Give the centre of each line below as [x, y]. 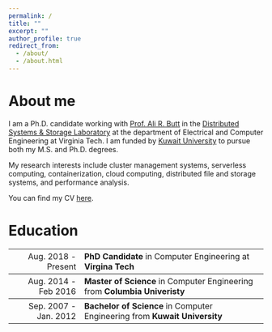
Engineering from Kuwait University [153, 316]
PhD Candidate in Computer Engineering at [166, 256]
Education [43, 231]
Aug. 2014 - [52, 281]
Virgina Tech [109, 266]
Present [62, 266]
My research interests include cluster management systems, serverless [127, 165]
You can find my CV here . [51, 198]
